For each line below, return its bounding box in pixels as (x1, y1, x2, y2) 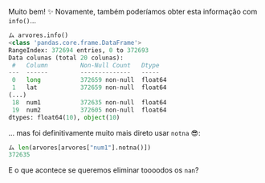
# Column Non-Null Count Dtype (11, 61, 160, 69)
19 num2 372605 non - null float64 (11, 106, 167, 114)
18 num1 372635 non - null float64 (11, 98, 167, 107)
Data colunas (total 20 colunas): (8, 54, 124, 62)
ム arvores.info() (8, 31, 69, 39)
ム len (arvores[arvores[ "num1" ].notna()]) (8, 144, 151, 152)
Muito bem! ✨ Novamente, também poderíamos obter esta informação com (8, 7, 258, 16)
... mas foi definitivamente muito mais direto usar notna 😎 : (8, 128, 201, 137)
